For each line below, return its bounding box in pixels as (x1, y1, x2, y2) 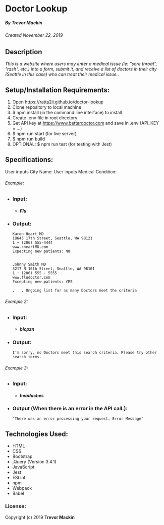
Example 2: (5, 299, 28, 304)
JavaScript (12, 464, 35, 470)
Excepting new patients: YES (12, 279, 73, 285)
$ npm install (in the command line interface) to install (12, 110, 122, 115)
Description (5, 48, 42, 56)
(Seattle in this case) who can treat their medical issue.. (5, 72, 119, 77)
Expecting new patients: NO (12, 249, 70, 254)
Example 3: (5, 365, 28, 371)
